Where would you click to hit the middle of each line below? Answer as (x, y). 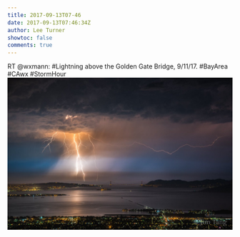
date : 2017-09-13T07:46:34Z (49, 22)
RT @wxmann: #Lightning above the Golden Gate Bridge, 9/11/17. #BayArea (118, 66)
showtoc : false (30, 38)
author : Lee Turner (36, 30)
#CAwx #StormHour (37, 74)
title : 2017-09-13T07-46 (44, 15)
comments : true (30, 45)
